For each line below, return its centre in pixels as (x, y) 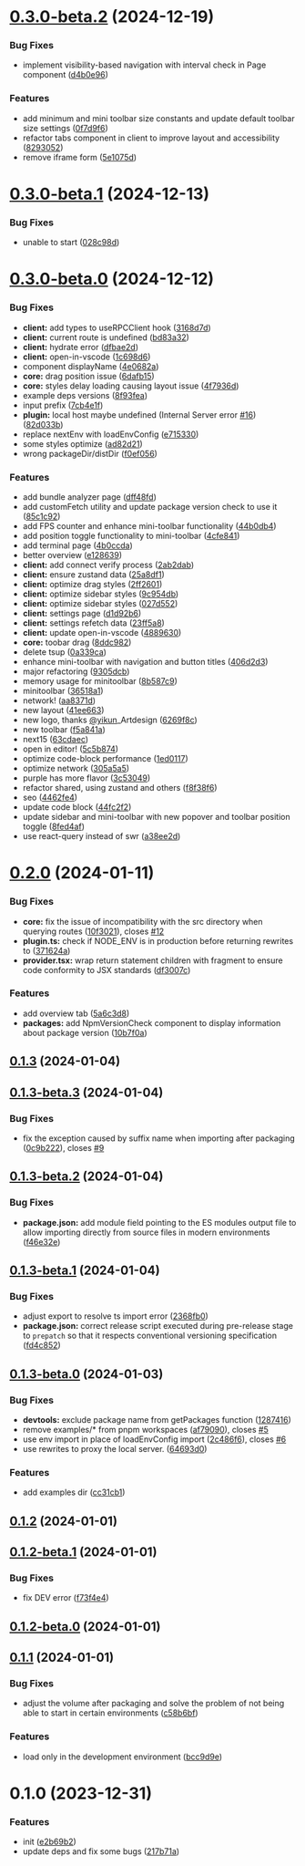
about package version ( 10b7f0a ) (85, 1032)
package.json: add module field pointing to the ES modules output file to (159, 1222)
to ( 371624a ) (46, 950)
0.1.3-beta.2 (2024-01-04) (86, 1177)
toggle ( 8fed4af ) (53, 826)
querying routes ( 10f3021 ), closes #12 (93, 931)
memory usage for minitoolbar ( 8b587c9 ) (100, 681)
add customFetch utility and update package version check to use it (150, 507)
